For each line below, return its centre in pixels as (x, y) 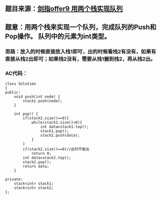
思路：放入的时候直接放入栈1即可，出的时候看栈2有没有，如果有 (80, 52)
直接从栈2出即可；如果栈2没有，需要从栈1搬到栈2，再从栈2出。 (80, 59)
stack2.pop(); (37, 162)
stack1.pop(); (54, 131)
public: (13, 92)
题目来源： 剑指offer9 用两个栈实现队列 (64, 9)
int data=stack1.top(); (65, 127)
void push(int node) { (37, 97)
